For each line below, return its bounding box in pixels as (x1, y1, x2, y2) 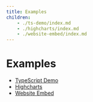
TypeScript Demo (14, 77, 59, 84)
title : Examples (6, 8, 47, 15)
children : (6, 14, 31, 20)
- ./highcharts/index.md (17, 25, 79, 32)
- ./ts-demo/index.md (17, 20, 71, 26)
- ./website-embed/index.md (17, 31, 87, 37)
